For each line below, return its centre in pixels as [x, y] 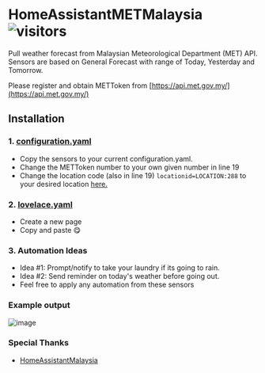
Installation [36, 119]
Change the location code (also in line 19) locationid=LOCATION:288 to [133, 175]
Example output [39, 305]
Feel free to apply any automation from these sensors [107, 285]
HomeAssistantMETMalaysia [106, 15]
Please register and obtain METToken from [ [80, 86]
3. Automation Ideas [48, 250]
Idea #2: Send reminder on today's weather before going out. [119, 276]
